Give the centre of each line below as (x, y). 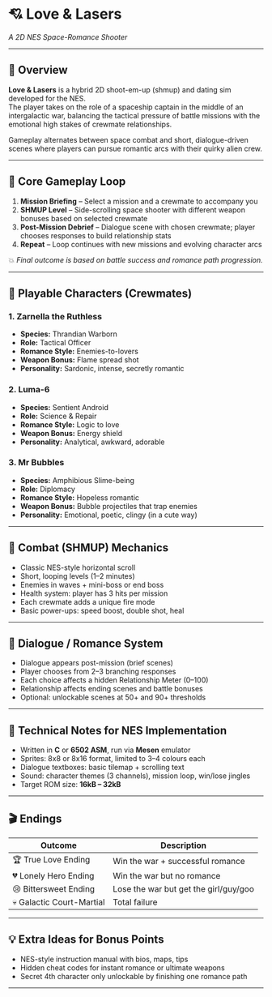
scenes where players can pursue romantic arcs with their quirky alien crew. (136, 148)
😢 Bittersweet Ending (54, 889)
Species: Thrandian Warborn (68, 334)
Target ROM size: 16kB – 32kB (70, 785)
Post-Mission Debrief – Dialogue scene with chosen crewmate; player (138, 227)
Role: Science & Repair (58, 416)
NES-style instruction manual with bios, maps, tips (104, 959)
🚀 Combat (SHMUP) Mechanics (88, 548)
